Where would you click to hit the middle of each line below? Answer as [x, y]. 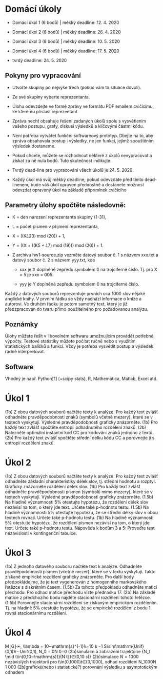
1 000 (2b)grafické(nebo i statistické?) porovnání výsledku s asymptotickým [81, 667]
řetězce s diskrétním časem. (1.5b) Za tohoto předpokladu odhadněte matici [81, 587]
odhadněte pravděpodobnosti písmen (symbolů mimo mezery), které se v [79, 492]
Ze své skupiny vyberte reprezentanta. [51, 97]
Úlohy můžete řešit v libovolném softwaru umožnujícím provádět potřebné [79, 336]
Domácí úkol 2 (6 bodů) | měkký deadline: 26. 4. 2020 [66, 32]
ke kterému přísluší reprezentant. [45, 111]
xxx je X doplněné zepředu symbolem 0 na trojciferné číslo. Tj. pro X [88, 269]
